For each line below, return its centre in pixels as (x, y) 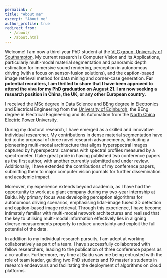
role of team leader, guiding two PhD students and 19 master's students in (81, 260)
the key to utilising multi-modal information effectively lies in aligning (76, 218)
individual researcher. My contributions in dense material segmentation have (84, 135)
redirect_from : (21, 28)
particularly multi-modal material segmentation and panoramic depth (76, 62)
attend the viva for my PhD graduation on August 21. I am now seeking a (81, 89)
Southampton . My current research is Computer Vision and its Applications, (83, 57)
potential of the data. (27, 229)
